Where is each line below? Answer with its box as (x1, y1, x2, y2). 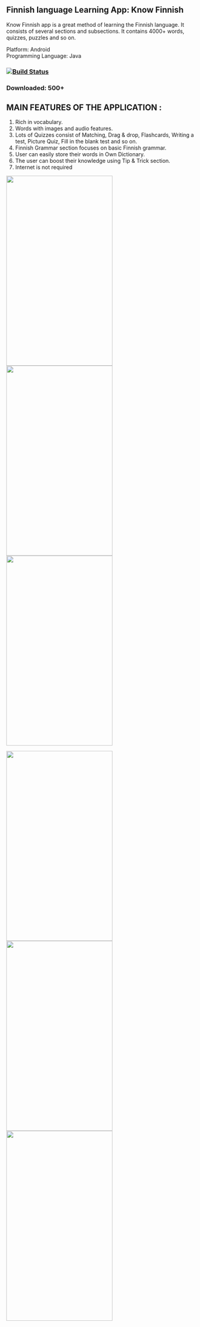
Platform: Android (6, 46, 50, 53)
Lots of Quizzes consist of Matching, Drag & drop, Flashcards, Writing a (15, 131, 194, 139)
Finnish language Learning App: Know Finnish (6, 5, 184, 15)
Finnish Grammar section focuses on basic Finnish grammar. (15, 144, 167, 151)
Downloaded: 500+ (6, 83, 65, 92)
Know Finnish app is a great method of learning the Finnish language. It (6, 21, 185, 28)
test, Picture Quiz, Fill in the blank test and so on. (15, 138, 138, 145)
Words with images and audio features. (15, 125, 113, 133)
